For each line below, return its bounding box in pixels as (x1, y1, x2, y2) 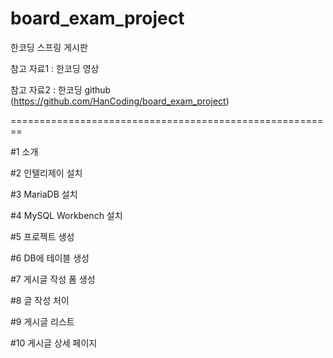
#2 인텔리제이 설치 (10, 167, 83, 179)
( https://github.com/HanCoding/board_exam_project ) (10, 95, 230, 107)
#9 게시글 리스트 (10, 315, 75, 327)
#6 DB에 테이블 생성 (10, 252, 90, 264)
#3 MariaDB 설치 (10, 188, 78, 200)
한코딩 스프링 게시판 (10, 41, 88, 53)
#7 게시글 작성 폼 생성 (10, 273, 96, 285)
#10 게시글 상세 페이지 (10, 337, 98, 349)
